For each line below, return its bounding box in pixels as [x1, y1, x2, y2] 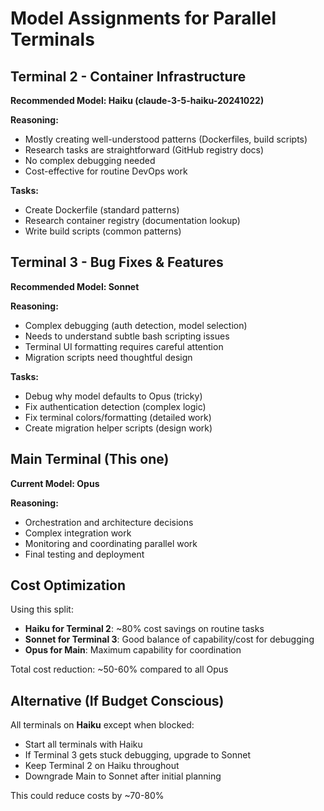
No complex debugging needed [24, 155, 156, 166]
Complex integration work [24, 527, 132, 539]
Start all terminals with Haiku [24, 738, 143, 751]
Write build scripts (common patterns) [24, 225, 182, 237]
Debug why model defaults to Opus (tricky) [24, 390, 203, 402]
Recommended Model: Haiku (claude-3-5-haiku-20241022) [10, 95, 265, 106]
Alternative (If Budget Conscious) [10, 692, 225, 709]
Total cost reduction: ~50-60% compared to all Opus [10, 663, 229, 676]
